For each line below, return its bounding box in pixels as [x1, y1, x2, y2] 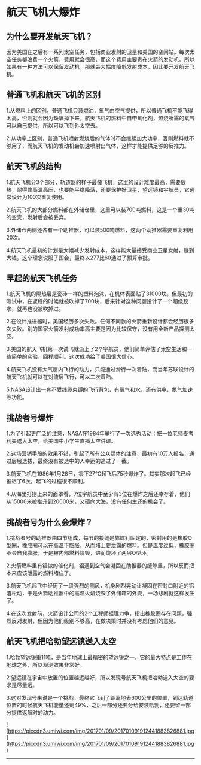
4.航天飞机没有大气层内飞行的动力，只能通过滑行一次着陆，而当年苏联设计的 [6, 366, 194, 373]
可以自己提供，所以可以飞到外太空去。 [6, 122, 100, 129]
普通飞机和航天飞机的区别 [6, 90, 100, 100]
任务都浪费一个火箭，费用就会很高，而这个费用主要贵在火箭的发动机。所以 [11, 56, 195, 63]
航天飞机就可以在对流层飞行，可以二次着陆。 [6, 373, 117, 380]
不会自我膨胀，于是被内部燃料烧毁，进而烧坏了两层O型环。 [6, 549, 152, 557]
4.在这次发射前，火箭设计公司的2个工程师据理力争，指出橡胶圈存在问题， [6, 610, 187, 617]
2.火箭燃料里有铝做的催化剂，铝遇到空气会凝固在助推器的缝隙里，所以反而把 [6, 562, 194, 569]
